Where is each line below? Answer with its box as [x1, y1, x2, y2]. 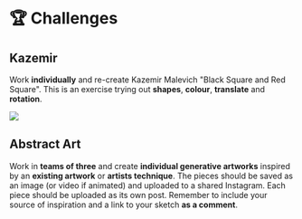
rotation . [9, 93, 42, 104]
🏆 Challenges [9, 8, 118, 29]
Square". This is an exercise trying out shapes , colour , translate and [9, 84, 265, 94]
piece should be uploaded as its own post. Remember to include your [9, 189, 268, 200]
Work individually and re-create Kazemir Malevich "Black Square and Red [9, 74, 287, 85]
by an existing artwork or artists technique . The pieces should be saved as [9, 170, 294, 181]
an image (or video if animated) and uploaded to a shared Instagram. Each [9, 179, 287, 191]
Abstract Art [9, 137, 81, 152]
